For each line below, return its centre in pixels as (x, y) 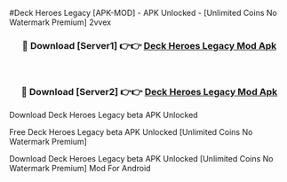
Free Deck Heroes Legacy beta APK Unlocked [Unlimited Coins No (131, 131)
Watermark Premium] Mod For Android (80, 168)
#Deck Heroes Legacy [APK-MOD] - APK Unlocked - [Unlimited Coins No (143, 13)
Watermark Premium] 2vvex (60, 22)
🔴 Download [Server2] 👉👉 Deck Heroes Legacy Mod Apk (149, 92)
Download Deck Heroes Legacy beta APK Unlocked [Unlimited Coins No (141, 158)
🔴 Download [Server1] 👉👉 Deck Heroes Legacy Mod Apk (149, 45)
